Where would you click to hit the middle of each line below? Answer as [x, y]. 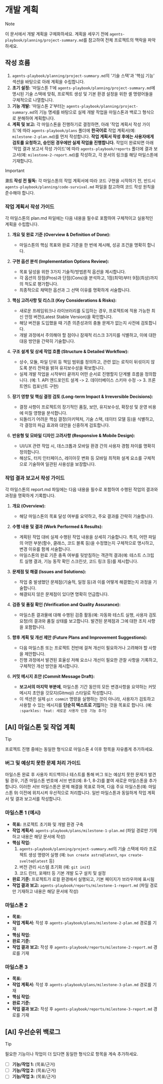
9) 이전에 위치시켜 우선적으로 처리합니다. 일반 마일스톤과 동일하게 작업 [80, 793]
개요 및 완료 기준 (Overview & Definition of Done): [61, 235]
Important [15, 171]
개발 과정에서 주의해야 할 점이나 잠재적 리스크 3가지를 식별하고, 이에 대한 [88, 335]
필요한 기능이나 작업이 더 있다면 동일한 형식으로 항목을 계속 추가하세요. [72, 1054]
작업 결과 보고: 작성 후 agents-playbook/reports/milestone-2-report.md [82, 947]
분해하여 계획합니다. [36, 118]
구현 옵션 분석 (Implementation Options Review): [60, 262]
